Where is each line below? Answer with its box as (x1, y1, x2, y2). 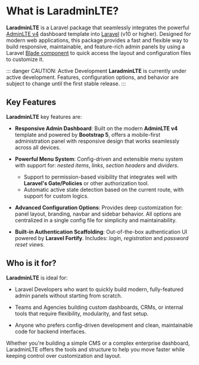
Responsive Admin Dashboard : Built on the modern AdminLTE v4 (14, 124, 178, 132)
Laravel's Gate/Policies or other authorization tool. (23, 179, 150, 186)
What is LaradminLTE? (6, 4, 119, 18)
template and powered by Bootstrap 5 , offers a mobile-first (14, 131, 161, 138)
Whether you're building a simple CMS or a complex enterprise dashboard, (6, 339, 190, 346)
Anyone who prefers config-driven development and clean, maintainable (14, 321, 194, 329)
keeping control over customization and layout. (6, 352, 122, 359)
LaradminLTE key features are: (6, 113, 82, 120)
